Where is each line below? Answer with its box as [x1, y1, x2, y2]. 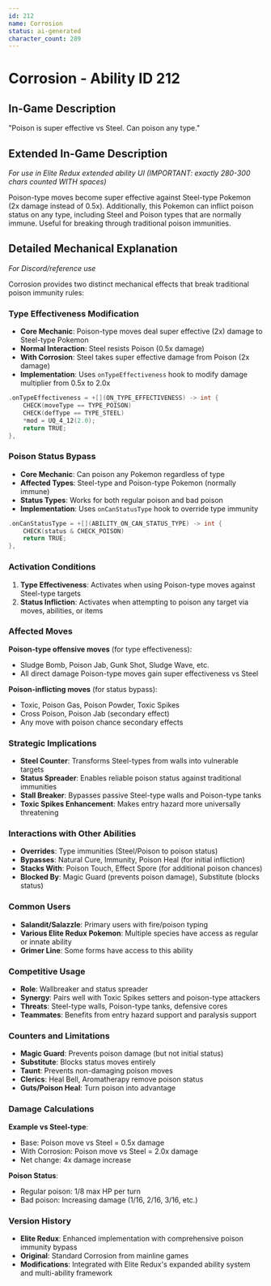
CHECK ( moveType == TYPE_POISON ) [23, 402, 132, 410]
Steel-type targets [19, 588, 81, 598]
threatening [19, 808, 59, 818]
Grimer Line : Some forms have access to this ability [19, 945, 193, 955]
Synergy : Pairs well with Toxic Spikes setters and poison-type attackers [19, 993, 260, 1002]
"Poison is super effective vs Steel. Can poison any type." [8, 123, 201, 133]
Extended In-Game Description [8, 147, 168, 161]
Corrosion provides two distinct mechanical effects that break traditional [8, 279, 249, 289]
